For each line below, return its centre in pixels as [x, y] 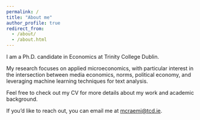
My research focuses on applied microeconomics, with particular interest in [100, 68]
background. [22, 99]
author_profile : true [33, 23]
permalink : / [23, 12]
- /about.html [29, 40]
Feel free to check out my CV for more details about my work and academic [100, 93]
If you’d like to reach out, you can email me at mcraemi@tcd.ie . [84, 111]
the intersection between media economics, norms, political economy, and [99, 75]
